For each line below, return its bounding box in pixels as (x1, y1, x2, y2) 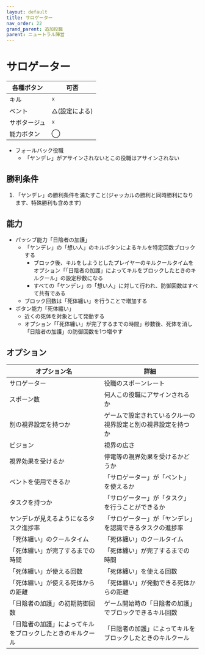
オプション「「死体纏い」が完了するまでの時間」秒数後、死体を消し (24, 320, 193, 327)
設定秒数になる (65, 274, 104, 281)
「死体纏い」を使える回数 (104, 567, 178, 575)
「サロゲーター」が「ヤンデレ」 (104, 514, 193, 523)
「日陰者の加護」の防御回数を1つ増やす (24, 328, 123, 335)
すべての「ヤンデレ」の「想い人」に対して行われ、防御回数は (33, 282, 188, 289)
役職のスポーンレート (104, 379, 165, 387)
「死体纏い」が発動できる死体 (104, 579, 190, 587)
